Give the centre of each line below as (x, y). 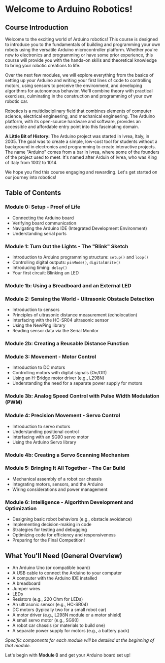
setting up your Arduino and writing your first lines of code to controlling (78, 80)
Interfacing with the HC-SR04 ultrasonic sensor (61, 320)
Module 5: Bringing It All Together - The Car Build (65, 468)
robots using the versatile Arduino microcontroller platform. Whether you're (82, 50)
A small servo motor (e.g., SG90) (46, 620)
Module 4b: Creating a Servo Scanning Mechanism (67, 455)
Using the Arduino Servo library (44, 442)
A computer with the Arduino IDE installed (55, 578)
